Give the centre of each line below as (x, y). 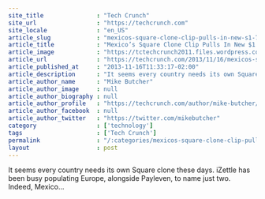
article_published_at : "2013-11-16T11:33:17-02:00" (104, 67)
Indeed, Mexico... (36, 187)
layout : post (63, 148)
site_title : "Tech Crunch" (79, 15)
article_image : (54, 52)
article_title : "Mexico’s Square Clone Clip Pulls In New (127, 45)
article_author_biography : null (63, 96)
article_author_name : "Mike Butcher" (81, 81)
